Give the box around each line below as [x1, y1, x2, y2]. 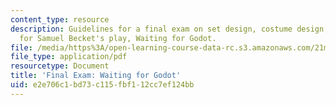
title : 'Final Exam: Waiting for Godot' [10, 71, 182, 81]
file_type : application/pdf [10, 52, 128, 62]
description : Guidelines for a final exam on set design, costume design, [10, 24, 329, 34]
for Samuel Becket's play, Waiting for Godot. [19, 33, 217, 43]
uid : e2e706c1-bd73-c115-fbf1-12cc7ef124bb [10, 80, 195, 90]
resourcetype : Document [10, 61, 110, 71]
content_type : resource [10, 14, 110, 25]
